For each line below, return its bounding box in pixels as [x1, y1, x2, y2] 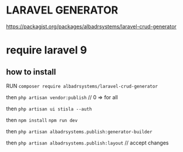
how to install [6, 67, 56, 77]
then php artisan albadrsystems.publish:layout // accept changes [6, 139, 169, 146]
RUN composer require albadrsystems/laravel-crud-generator [6, 82, 158, 89]
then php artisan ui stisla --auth [6, 105, 92, 112]
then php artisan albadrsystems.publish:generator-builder [6, 127, 152, 135]
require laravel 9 [6, 43, 87, 57]
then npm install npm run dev [6, 116, 78, 123]
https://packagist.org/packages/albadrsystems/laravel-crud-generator [6, 23, 177, 30]
